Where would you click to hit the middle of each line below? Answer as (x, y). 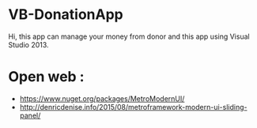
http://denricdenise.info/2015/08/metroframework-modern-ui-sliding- (133, 107)
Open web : (46, 77)
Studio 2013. (28, 44)
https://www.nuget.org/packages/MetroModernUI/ (102, 98)
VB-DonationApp (66, 15)
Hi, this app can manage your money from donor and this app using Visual (129, 36)
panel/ (30, 115)
